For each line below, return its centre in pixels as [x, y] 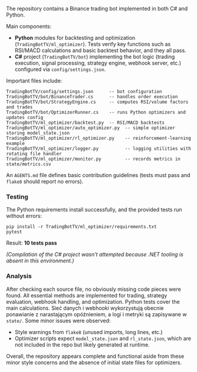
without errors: [24, 216]
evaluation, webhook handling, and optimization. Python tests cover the [93, 302]
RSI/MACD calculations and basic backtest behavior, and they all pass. [101, 50]
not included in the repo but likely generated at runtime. [82, 344]
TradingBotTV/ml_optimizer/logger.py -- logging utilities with [99, 149]
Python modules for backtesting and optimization [75, 38]
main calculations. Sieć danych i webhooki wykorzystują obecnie [85, 308]
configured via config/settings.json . [60, 69]
